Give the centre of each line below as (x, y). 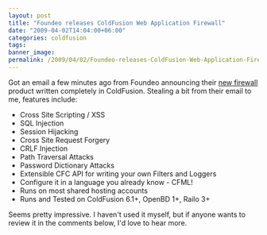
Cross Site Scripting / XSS (62, 114)
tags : (17, 45)
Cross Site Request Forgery (65, 140)
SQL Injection (42, 123)
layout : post (30, 15)
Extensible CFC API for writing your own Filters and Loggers (118, 173)
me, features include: (43, 99)
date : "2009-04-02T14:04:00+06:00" (67, 30)
